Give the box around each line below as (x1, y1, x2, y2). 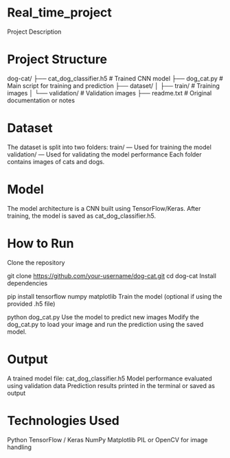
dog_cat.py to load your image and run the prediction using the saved (7, 320, 204, 328)
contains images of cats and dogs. (7, 157, 105, 165)
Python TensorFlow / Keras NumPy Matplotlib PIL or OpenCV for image (7, 435, 208, 444)
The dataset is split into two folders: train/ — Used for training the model (7, 143, 211, 151)
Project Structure (7, 51, 108, 67)
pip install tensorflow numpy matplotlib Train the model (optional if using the (7, 292, 222, 300)
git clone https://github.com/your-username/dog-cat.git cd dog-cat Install (7, 271, 216, 279)
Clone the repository (7, 258, 65, 266)
